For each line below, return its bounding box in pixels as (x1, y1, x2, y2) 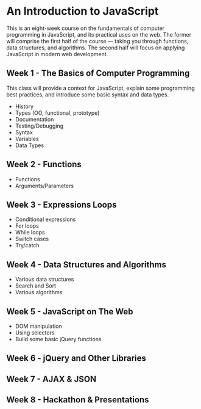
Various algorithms (15, 289, 63, 296)
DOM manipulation (15, 322, 62, 330)
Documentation (15, 115, 54, 123)
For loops (15, 222, 40, 230)
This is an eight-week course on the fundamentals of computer (6, 24, 165, 32)
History (15, 103, 34, 110)
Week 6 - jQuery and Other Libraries (6, 353, 146, 364)
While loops (15, 229, 45, 236)
